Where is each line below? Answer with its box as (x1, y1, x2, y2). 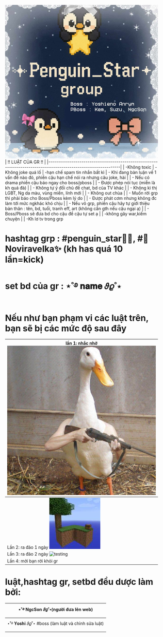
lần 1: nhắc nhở (65, 340, 98, 346)
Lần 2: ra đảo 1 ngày (7, 544, 49, 550)
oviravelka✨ (5, 244, 62, 254)
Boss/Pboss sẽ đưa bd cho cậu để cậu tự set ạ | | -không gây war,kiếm (5, 211, 147, 216)
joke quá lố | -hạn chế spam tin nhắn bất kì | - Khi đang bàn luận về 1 (19, 170, 157, 175)
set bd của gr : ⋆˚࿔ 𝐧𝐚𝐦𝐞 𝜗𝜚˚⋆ (5, 281, 121, 292)
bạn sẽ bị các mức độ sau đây (5, 323, 127, 334)
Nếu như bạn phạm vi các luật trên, (5, 312, 149, 324)
